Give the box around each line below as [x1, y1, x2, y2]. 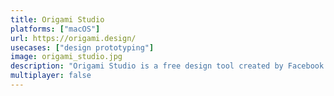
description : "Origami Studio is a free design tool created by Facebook [10, 61, 325, 71]
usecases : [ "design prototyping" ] [10, 42, 155, 53]
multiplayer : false [10, 71, 92, 81]
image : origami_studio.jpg [10, 52, 123, 62]
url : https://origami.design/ [10, 33, 137, 43]
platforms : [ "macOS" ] [10, 24, 101, 34]
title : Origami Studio [10, 14, 105, 25]
